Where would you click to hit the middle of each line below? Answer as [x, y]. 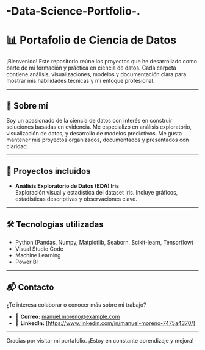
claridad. [17, 146]
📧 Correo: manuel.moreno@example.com [67, 317]
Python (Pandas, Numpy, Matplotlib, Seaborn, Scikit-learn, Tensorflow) [104, 242]
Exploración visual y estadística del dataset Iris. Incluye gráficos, [96, 192]
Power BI [27, 262]
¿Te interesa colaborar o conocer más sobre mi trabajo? [76, 305]
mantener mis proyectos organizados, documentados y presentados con [98, 140]
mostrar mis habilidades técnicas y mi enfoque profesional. [81, 81]
